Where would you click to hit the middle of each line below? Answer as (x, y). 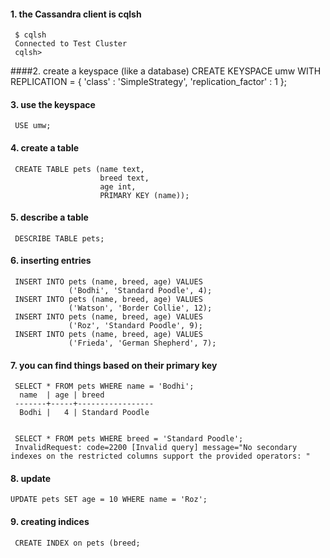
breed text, (124, 178)
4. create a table (45, 148)
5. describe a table (49, 217)
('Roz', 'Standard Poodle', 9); (135, 326)
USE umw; (33, 126)
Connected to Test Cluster (71, 44)
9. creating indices (50, 522)
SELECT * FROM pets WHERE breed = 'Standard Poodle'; (129, 439)
